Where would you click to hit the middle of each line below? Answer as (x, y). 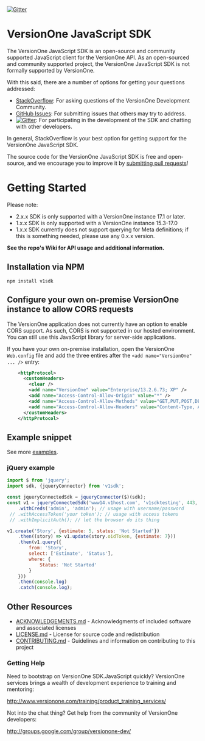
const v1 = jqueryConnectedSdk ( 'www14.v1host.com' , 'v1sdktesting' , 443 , (102, 503)
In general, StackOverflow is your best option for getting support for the (97, 138)
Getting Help (26, 663)
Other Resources (40, 606)
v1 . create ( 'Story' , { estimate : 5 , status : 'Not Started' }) (83, 531)
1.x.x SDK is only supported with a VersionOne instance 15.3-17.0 (97, 223)
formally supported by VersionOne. (51, 70)
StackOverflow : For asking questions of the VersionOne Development (103, 100)
